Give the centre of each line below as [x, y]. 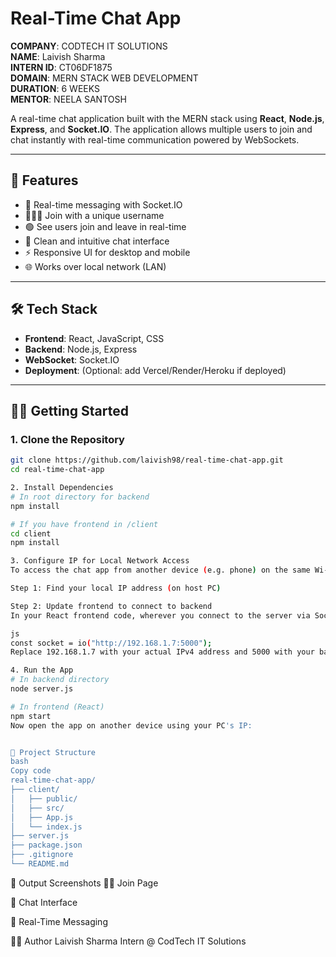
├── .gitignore [42, 855]
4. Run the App [42, 670]
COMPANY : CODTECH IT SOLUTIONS [89, 46]
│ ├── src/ [37, 808]
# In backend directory [60, 680]
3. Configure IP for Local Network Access [100, 561]
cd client [31, 533]
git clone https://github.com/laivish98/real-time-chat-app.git [147, 460]
